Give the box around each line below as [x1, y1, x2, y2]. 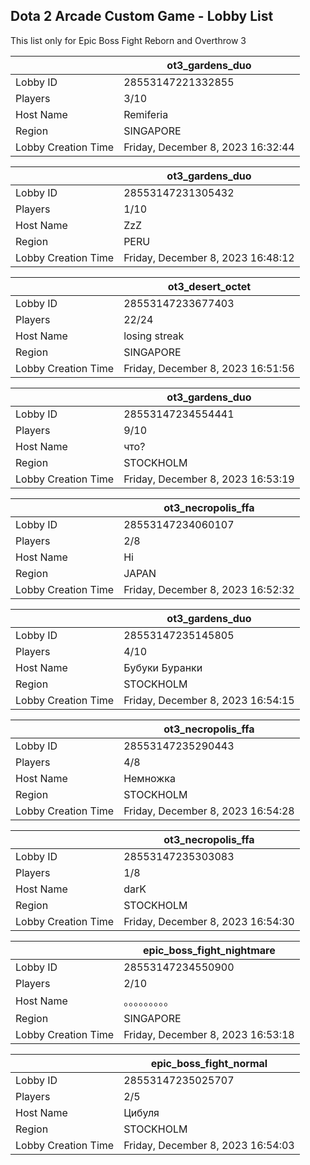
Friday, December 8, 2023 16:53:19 [123, 472, 295, 486]
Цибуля [123, 1105, 160, 1119]
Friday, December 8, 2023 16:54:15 [123, 693, 295, 707]
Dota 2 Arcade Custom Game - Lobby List [10, 8, 274, 25]
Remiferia [123, 107, 169, 121]
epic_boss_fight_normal [150, 1056, 268, 1070]
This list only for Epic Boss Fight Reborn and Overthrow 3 [10, 34, 247, 46]
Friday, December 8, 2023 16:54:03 [123, 1138, 295, 1152]
